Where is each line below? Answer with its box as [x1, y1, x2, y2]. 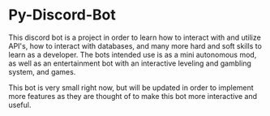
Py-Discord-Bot [8, 6, 116, 24]
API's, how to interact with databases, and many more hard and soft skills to [8, 41, 262, 50]
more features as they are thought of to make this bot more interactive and [8, 91, 258, 101]
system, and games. [8, 67, 76, 76]
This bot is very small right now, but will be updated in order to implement [8, 83, 254, 92]
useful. [8, 100, 32, 110]
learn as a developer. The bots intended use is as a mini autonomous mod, [8, 49, 257, 59]
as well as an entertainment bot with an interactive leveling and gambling [8, 58, 251, 68]
